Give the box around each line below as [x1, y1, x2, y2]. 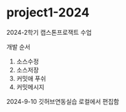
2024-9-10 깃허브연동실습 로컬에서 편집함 [6, 97, 119, 105]
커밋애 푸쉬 [16, 74, 47, 83]
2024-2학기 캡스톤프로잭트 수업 [6, 28, 92, 36]
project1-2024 [6, 5, 90, 20]
